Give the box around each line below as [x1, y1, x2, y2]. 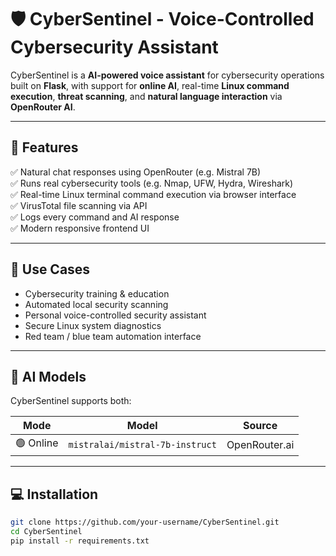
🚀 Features [10, 139, 79, 156]
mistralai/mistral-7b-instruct [68, 439, 217, 450]
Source [242, 419, 278, 433]
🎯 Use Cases [10, 261, 91, 278]
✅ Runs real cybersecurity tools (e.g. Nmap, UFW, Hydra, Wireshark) [10, 177, 294, 189]
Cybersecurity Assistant [10, 36, 219, 59]
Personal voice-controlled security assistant [24, 309, 207, 321]
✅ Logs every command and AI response [10, 211, 180, 223]
